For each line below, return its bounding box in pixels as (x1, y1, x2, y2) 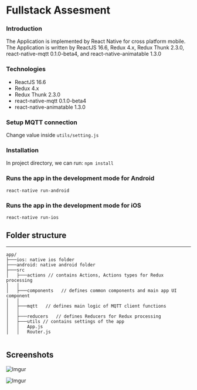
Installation (6, 146, 39, 154)
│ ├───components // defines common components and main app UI (6, 288, 177, 294)
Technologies (6, 65, 46, 74)
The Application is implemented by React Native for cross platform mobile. (6, 38, 186, 45)
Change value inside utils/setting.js (6, 132, 99, 139)
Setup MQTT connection (6, 118, 78, 126)
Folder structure (6, 231, 67, 241)
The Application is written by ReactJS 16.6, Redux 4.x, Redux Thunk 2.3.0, (6, 44, 185, 51)
